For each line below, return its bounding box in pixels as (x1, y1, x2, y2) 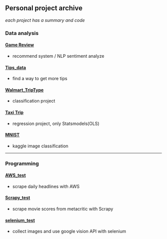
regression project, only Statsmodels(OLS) (12, 120, 99, 126)
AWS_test (5, 172, 26, 178)
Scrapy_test (5, 195, 30, 201)
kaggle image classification (12, 143, 69, 149)
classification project (12, 98, 56, 104)
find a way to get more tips (12, 76, 68, 82)
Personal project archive (5, 4, 83, 12)
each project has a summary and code (5, 17, 85, 23)
